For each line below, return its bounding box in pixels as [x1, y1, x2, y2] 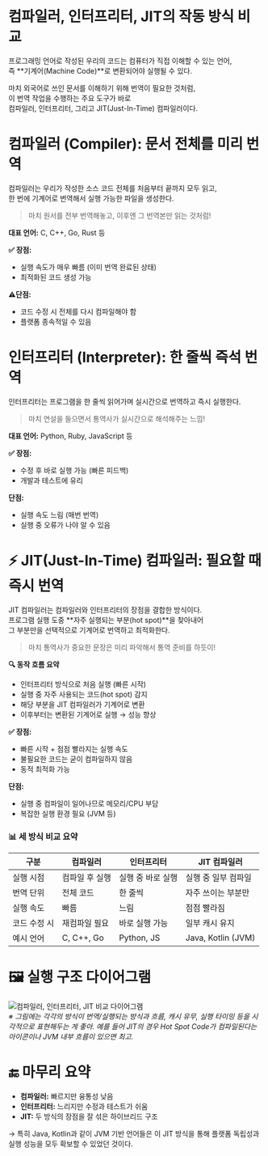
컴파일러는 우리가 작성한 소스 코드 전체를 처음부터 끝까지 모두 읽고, [8, 183, 217, 193]
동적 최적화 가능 [19, 764, 70, 773]
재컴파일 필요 [61, 917, 109, 929]
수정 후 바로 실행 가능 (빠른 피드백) [19, 465, 129, 475]
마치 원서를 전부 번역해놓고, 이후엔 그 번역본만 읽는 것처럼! [27, 210, 211, 220]
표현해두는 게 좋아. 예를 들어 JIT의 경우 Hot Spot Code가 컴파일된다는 [36, 1021, 258, 1031]
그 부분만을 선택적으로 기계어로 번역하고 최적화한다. [8, 625, 170, 635]
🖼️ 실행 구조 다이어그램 [8, 968, 152, 987]
